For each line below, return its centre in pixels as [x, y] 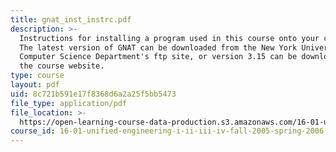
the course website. [62, 66]
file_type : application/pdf [69, 103]
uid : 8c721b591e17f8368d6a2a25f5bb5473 [93, 94]
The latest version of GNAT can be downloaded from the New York [158, 47]
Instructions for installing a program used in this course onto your [169, 38]
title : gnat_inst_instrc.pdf [71, 19]
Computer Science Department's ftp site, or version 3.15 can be [158, 57]
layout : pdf [35, 85]
